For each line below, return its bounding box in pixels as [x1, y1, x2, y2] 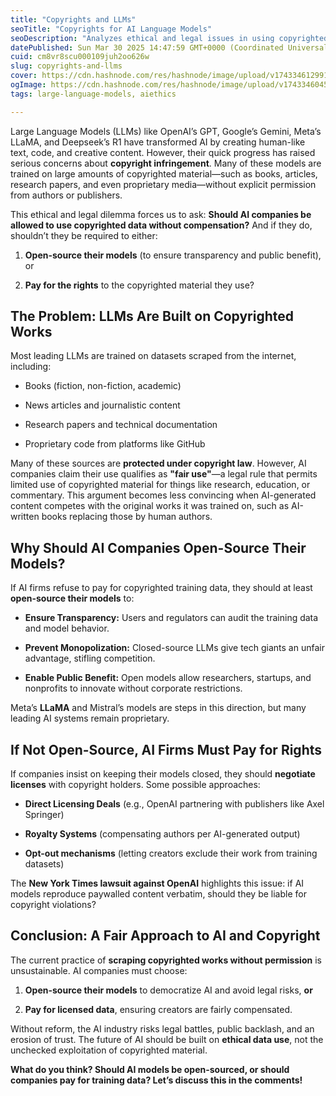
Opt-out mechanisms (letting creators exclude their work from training [24, 847, 318, 860]
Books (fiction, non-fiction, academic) [24, 380, 182, 392]
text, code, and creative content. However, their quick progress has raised [10, 146, 316, 158]
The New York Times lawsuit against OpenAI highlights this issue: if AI [10, 877, 305, 890]
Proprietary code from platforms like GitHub [24, 438, 206, 450]
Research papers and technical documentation [24, 419, 218, 431]
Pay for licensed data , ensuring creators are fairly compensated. [24, 1003, 293, 1015]
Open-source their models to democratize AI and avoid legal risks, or [24, 984, 313, 996]
